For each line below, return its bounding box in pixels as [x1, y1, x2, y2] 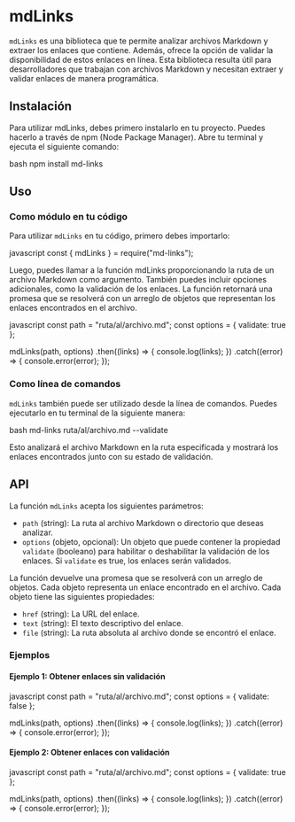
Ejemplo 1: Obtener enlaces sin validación [9, 671, 166, 682]
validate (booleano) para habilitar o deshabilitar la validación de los [21, 546, 270, 556]
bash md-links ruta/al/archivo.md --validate [9, 424, 168, 435]
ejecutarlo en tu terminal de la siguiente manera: [9, 407, 186, 418]
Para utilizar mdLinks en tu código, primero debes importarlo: [9, 230, 230, 241]
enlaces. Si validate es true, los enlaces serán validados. [21, 555, 232, 566]
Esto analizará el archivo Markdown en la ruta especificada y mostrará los [9, 441, 279, 453]
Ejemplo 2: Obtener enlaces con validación [9, 747, 170, 758]
